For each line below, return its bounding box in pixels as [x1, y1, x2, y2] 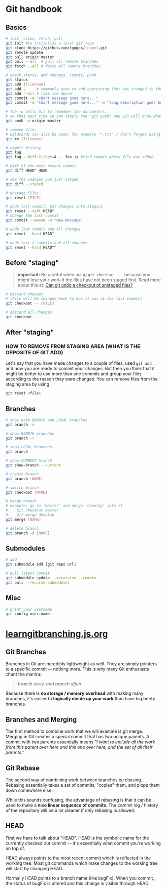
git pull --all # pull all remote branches [5, 59, 99, 64]
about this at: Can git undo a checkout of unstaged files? [17, 282, 133, 288]
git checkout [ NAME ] [5, 490, 48, 495]
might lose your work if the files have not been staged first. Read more [17, 277, 161, 283]
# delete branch [5, 526, 39, 531]
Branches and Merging [5, 715, 77, 723]
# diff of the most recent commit [5, 164, 77, 169]
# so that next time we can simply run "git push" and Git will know [5, 114, 152, 119]
